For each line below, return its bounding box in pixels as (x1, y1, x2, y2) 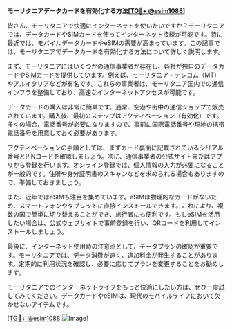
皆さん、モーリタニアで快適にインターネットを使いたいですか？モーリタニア (7, 21, 225, 30)
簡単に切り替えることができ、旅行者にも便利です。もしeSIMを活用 (30, 211, 220, 218)
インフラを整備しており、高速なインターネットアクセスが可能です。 (7, 88, 200, 96)
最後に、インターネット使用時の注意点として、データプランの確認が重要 (7, 242, 213, 250)
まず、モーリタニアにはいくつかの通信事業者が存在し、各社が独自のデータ (7, 62, 219, 70)
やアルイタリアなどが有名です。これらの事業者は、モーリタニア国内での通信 (7, 80, 224, 87)
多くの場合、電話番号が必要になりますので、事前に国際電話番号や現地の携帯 (7, 121, 225, 128)
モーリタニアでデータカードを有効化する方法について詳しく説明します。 (19, 48, 224, 55)
